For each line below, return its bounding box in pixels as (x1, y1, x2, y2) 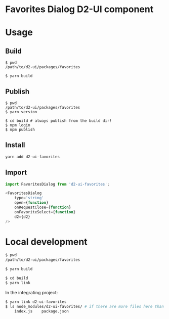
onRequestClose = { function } (14, 205, 71, 210)
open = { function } (14, 200, 49, 205)
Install (5, 141, 25, 150)
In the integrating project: (5, 289, 58, 295)
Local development (5, 236, 88, 247)
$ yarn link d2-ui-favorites (5, 299, 67, 304)
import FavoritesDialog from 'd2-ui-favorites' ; (5, 181, 110, 187)
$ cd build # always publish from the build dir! (5, 118, 112, 123)
